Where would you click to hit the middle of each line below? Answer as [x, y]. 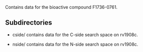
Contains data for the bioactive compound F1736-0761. [61, 7]
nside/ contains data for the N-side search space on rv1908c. [75, 44]
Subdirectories [29, 23]
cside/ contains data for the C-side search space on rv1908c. [75, 35]
